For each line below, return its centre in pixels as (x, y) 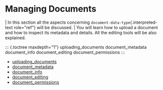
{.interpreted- (144, 22)
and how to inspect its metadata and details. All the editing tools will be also (81, 32)
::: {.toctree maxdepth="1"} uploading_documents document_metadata (76, 47)
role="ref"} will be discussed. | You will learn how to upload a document (86, 27)
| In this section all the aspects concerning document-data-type (68, 22)
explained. (15, 38)
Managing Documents (51, 9)
